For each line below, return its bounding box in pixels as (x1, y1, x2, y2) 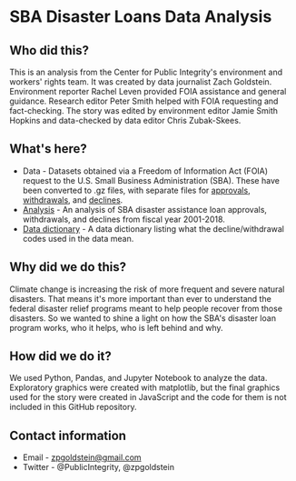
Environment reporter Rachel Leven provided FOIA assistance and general (9, 86, 287, 96)
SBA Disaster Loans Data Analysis (9, 6, 272, 27)
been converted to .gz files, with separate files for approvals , (22, 185, 252, 195)
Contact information (9, 427, 127, 443)
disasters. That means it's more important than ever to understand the (9, 293, 272, 304)
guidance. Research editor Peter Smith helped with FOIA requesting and (9, 95, 279, 106)
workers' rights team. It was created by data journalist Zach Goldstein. (9, 76, 272, 87)
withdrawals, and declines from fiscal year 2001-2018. (22, 214, 225, 225)
